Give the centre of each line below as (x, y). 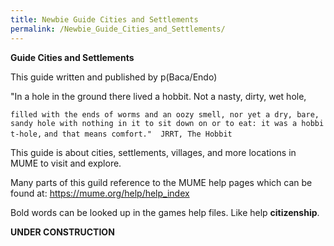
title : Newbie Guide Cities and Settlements (104, 19)
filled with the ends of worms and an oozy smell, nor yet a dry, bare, (165, 114)
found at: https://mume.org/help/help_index (100, 193)
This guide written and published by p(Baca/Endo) (114, 77)
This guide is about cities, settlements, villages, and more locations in (153, 152)
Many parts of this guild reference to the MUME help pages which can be (161, 182)
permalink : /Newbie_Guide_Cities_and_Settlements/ (118, 29)
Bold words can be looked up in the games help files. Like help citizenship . (165, 212)
